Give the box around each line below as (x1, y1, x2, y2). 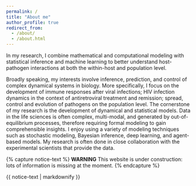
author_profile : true (6, 19, 59, 25)
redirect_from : (6, 25, 43, 31)
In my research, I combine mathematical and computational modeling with (6, 52, 184, 59)
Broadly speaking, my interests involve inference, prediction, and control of (6, 76, 187, 83)
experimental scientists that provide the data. (6, 144, 115, 151)
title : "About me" (6, 14, 51, 20)
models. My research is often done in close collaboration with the (22, 138, 180, 145)
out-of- (170, 113, 188, 120)
